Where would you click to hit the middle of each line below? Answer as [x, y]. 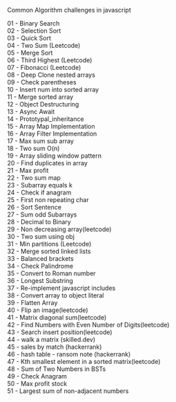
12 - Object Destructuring [43, 104]
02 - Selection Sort [34, 31]
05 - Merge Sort [30, 53]
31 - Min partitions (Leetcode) [49, 244]
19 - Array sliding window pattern [55, 156]
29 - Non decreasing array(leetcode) [59, 229]
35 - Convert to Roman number [51, 273]
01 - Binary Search [33, 23]
